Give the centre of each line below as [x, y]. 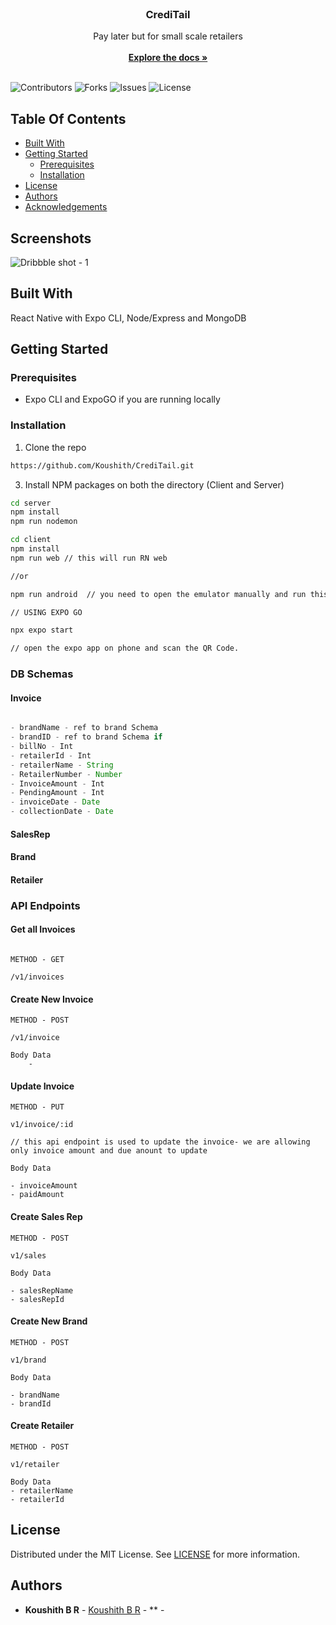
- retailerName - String [62, 765]
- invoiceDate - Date [55, 802]
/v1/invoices [37, 977]
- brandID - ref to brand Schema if [86, 737]
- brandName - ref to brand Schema [84, 728]
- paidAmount [37, 1195]
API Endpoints [45, 905]
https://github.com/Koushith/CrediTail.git [102, 465]
